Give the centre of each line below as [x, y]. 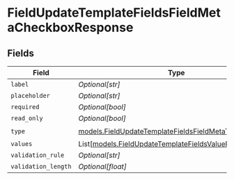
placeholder [31, 96]
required [25, 107]
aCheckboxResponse [70, 27]
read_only [27, 118]
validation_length [41, 166]
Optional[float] [103, 166]
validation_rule [38, 155]
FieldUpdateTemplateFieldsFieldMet [114, 13]
